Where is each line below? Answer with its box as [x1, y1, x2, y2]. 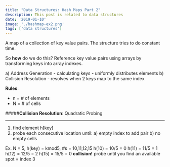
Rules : [5, 85, 19, 91]
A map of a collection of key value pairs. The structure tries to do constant [5, 40, 160, 46]
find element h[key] [12, 125, 54, 131]
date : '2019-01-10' [5, 17, 47, 22]
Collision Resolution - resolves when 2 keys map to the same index [5, 76, 145, 82]
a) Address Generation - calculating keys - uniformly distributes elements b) [5, 70, 164, 76]
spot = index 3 [5, 156, 35, 162]
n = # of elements [12, 95, 50, 101]
